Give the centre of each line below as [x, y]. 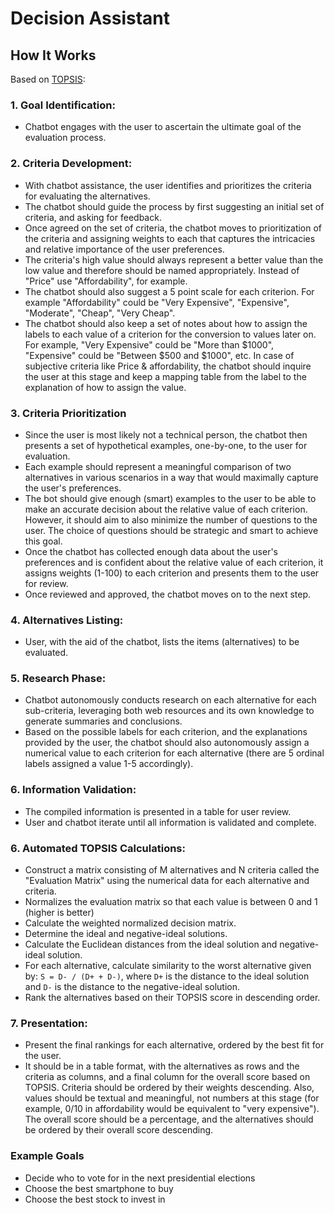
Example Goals [47, 1156]
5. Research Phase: [58, 679]
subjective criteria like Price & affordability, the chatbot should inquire [168, 366]
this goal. [43, 541]
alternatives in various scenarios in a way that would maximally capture [171, 477]
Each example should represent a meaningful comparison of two [158, 466]
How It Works [53, 55]
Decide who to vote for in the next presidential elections [140, 1178]
